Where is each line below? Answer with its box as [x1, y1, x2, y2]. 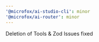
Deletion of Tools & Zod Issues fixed [5, 30, 93, 37]
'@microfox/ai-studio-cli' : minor [5, 8, 91, 15]
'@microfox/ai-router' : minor [5, 14, 80, 20]
